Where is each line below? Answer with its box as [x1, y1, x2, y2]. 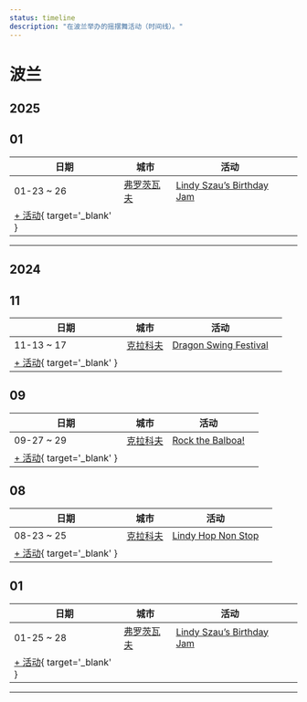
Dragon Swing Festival [172, 339, 269, 351]
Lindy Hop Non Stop [172, 529, 259, 541]
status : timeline [9, 13, 76, 23]
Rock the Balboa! [172, 434, 245, 446]
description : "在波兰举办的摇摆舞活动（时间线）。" [9, 22, 184, 31]
